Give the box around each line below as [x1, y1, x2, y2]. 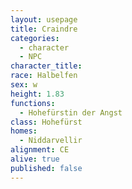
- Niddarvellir [19, 136, 83, 146]
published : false [10, 163, 83, 173]
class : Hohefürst [10, 117, 83, 127]
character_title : [10, 61, 83, 71]
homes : [10, 126, 38, 136]
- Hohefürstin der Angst [19, 107, 123, 118]
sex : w [10, 80, 38, 90]
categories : [10, 33, 60, 43]
